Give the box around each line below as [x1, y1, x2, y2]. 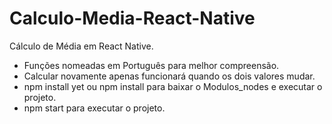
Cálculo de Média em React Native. [9, 40, 154, 52]
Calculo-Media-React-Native [9, 7, 256, 30]
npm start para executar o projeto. [23, 102, 166, 114]
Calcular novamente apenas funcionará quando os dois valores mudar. [23, 70, 316, 82]
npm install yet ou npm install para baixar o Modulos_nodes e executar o [23, 80, 323, 92]
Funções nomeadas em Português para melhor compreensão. [23, 59, 280, 71]
